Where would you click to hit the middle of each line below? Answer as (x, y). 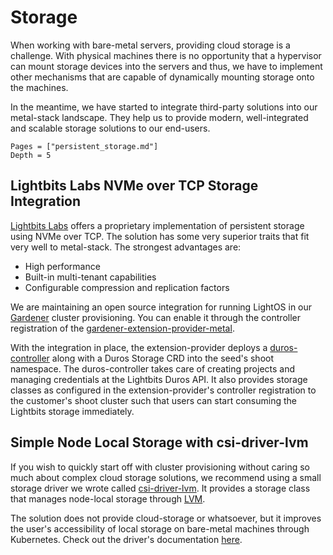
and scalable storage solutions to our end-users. (110, 128)
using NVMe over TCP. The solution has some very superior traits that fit (160, 236)
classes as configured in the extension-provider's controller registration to (163, 390)
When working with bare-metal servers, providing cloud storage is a (150, 45)
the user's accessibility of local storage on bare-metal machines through (160, 528)
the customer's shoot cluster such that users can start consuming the (153, 400)
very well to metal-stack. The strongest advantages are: (126, 247)
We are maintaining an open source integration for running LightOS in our (161, 307)
